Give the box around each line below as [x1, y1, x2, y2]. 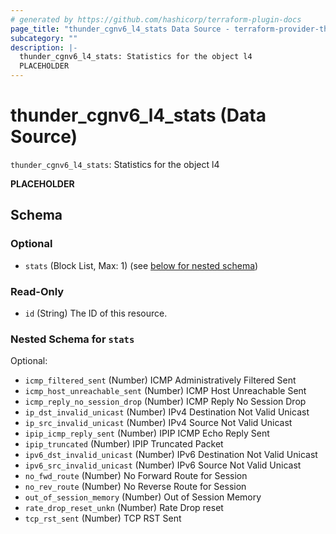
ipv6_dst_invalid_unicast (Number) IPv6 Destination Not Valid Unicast [24, 449, 318, 461]
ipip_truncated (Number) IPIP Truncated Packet [24, 438, 224, 450]
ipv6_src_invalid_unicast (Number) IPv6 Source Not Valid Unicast [24, 459, 302, 471]
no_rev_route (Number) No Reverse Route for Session [24, 481, 247, 493]
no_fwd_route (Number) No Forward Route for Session [24, 470, 248, 482]
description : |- [10, 42, 78, 53]
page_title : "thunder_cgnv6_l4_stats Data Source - [10, 24, 230, 34]
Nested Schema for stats [10, 332, 135, 346]
